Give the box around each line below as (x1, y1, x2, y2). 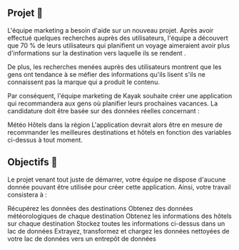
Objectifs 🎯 (7, 156, 58, 168)
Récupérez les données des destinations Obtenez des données (7, 204, 194, 212)
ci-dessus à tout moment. (7, 135, 83, 144)
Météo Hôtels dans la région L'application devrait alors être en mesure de (7, 120, 223, 129)
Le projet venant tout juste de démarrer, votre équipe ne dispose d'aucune (7, 175, 226, 184)
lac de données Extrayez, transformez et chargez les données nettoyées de (7, 226, 230, 235)
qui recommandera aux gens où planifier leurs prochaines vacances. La (7, 99, 218, 108)
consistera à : (7, 190, 48, 199)
